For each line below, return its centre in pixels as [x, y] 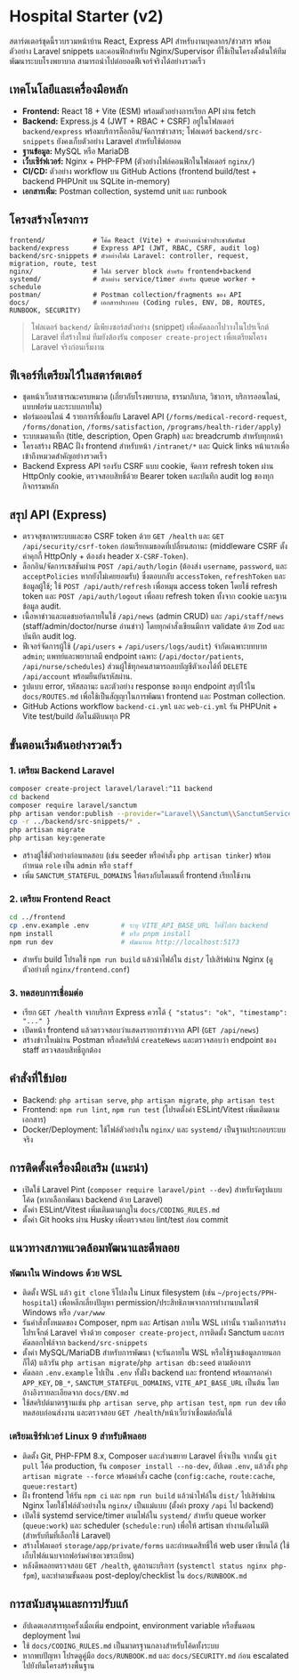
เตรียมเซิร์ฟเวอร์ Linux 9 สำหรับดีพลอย [78, 1436]
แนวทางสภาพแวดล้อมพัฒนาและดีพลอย [94, 1248]
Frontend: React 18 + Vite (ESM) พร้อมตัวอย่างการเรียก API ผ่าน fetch [139, 111]
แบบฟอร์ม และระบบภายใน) [62, 407]
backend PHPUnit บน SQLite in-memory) [96, 181]
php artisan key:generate [57, 838]
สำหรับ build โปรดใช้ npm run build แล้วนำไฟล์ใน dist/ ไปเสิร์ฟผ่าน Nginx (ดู [147, 959]
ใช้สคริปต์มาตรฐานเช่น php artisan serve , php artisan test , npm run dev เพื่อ [154, 1402]
